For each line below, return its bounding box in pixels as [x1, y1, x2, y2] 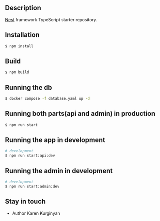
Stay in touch [5, 197, 46, 205]
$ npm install [5, 44, 34, 48]
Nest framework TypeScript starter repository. [5, 16, 97, 22]
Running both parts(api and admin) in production [5, 110, 156, 118]
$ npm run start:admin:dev [5, 184, 60, 189]
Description [5, 4, 41, 12]
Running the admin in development [5, 167, 113, 175]
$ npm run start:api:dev [5, 153, 55, 158]
